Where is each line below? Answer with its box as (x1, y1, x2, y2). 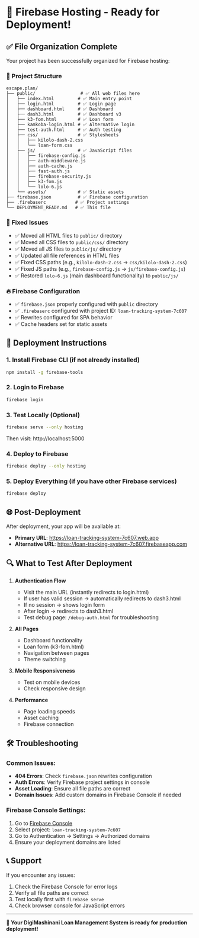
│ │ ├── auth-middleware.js (6, 158, 86, 164)
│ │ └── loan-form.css (6, 142, 73, 149)
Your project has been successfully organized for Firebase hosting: (6, 57, 170, 64)
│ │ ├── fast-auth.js (6, 168, 70, 174)
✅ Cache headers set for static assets (14, 320, 108, 328)
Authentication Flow (14, 577, 66, 584)
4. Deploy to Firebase (6, 450, 69, 458)
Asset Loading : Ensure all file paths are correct (14, 785, 131, 792)
